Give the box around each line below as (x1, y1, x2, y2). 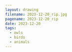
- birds (9, 35, 26, 40)
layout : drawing (5, 7, 38, 12)
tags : (5, 26, 16, 31)
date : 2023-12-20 (5, 21, 41, 26)
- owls (9, 30, 23, 35)
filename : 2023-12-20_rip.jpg (5, 12, 68, 17)
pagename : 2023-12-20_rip (5, 16, 58, 21)
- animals (9, 40, 30, 45)
